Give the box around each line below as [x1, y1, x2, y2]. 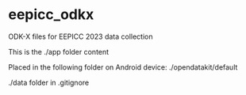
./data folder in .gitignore [8, 78, 90, 87]
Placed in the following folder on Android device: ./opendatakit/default [8, 62, 238, 72]
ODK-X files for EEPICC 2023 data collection [8, 32, 153, 41]
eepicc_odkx [8, 6, 94, 24]
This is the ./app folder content [8, 47, 110, 56]
